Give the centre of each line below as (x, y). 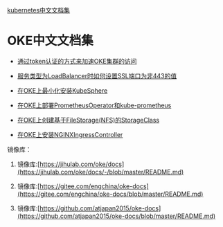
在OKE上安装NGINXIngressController (70, 134)
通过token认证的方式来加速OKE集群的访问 (77, 61)
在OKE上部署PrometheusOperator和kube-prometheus (94, 105)
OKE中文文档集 (50, 41)
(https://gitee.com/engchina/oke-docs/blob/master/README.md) (110, 194)
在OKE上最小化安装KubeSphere (62, 90)
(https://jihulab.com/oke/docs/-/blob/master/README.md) (100, 172)
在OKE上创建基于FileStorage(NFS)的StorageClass (88, 120)
